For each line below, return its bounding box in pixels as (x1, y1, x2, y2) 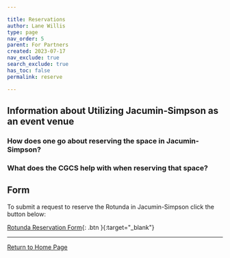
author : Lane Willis (7, 22, 66, 30)
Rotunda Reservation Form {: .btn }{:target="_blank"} (7, 223, 155, 231)
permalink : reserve (7, 73, 63, 80)
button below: (7, 210, 47, 218)
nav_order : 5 (7, 35, 44, 42)
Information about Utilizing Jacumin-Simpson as (7, 104, 219, 117)
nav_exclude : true (7, 54, 60, 62)
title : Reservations (7, 16, 66, 23)
